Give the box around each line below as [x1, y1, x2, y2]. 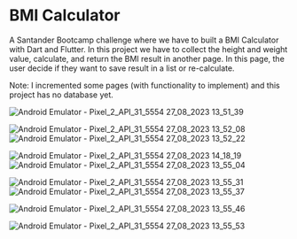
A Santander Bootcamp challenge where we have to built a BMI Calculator [9, 35, 279, 45]
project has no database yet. [9, 89, 113, 100]
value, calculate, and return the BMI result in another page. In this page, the [9, 53, 285, 64]
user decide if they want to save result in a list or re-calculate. [9, 63, 235, 73]
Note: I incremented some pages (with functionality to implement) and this [9, 80, 281, 90]
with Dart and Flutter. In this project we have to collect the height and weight [9, 43, 288, 54]
